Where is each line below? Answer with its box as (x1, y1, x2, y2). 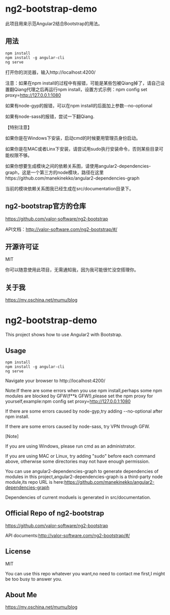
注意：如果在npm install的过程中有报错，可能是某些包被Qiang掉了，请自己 (5, 80, 161, 86)
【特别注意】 (5, 124, 32, 130)
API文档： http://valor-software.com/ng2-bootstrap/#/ (5, 226, 118, 232)
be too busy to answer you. (5, 576, 62, 582)
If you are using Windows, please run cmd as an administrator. (5, 443, 136, 449)
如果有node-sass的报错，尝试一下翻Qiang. (5, 113, 95, 120)
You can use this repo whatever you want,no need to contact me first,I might (5, 570, 165, 576)
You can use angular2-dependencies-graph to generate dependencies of (5, 468, 159, 474)
